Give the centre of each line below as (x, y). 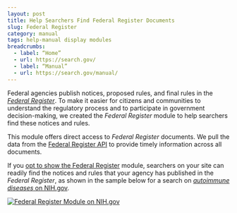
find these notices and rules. (49, 123)
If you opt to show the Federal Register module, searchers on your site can (116, 165)
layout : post (26, 14)
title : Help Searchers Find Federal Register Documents (91, 20)
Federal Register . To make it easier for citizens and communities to (104, 100)
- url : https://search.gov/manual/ (66, 73)
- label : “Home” (37, 54)
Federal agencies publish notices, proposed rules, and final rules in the (110, 93)
